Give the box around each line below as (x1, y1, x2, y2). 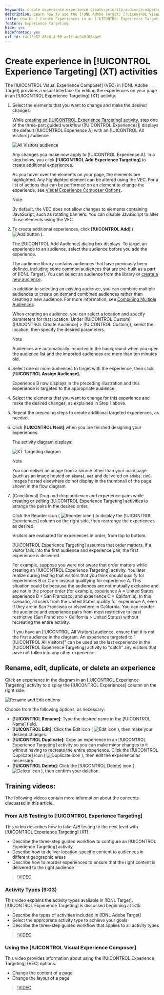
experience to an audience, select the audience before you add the (12, 246, 147, 252)
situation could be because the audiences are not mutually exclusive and (12, 583, 159, 588)
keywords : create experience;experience (5, 7, 89, 12)
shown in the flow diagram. (12, 483, 67, 489)
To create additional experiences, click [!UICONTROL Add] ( (12, 226, 134, 232)
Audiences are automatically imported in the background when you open (12, 345, 159, 351)
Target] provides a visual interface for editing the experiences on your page (5, 87, 157, 93)
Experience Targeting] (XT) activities (5, 66, 158, 77)
